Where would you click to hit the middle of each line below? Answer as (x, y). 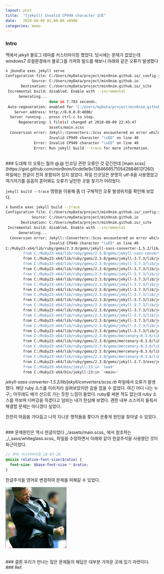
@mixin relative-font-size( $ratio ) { (44, 460)
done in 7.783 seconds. (73, 102)
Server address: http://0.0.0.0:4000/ (54, 112)
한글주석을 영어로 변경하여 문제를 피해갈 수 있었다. (53, 480)
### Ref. (14, 567)
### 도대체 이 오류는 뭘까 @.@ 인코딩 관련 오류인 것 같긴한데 (63, 163)
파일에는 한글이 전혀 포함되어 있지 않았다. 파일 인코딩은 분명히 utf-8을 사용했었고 (82, 175)
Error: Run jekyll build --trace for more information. (92, 148)
